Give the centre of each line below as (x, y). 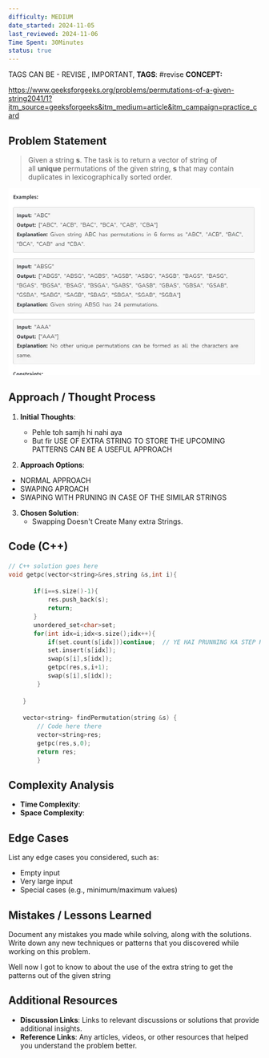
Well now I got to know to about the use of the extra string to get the (121, 967)
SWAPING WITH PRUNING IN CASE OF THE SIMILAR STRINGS (123, 497)
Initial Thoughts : (48, 416)
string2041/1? (30, 99)
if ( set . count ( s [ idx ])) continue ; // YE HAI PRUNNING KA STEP (152, 642)
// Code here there (70, 726)
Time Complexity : (50, 804)
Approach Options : (52, 465)
